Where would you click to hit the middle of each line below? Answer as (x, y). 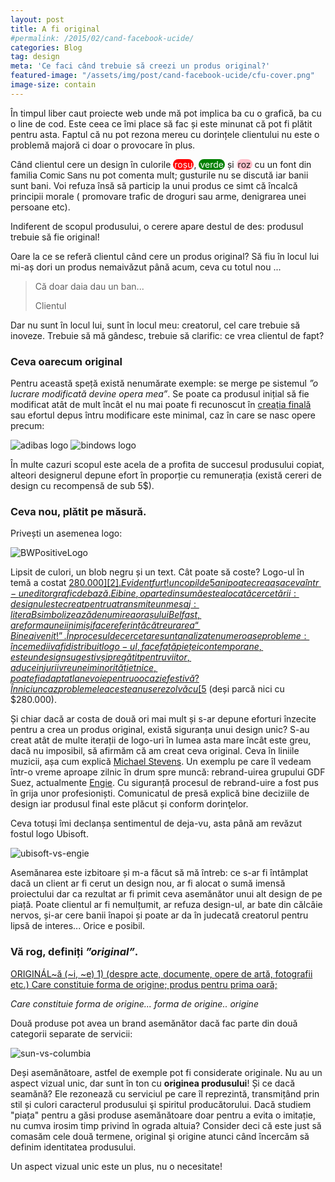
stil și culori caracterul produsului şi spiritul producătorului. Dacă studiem (161, 1104)
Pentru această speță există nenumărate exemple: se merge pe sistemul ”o (164, 383)
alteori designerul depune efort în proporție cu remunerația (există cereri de (166, 475)
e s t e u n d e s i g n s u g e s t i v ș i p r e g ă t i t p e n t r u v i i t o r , (100, 657)
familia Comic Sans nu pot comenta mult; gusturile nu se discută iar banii (159, 175)
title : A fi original (55, 29)
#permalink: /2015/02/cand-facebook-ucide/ (102, 38)
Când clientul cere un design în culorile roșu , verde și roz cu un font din (161, 164)
